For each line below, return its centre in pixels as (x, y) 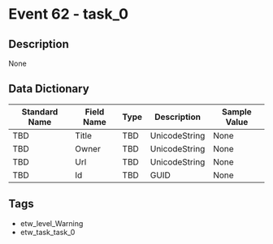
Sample (237, 112)
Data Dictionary (49, 89)
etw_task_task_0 (48, 232)
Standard (40, 112)
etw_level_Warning (52, 223)
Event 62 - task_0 (68, 14)
